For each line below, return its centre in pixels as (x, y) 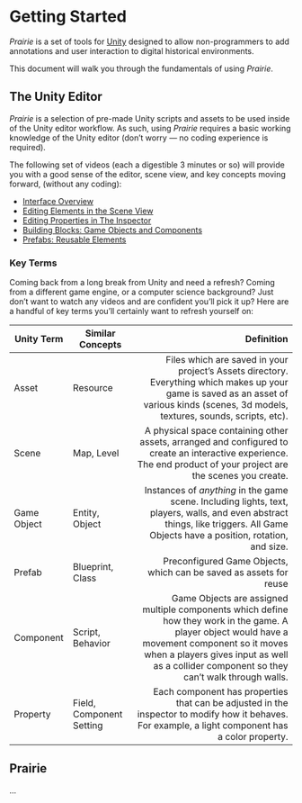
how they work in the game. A (226, 621)
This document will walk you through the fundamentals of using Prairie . (142, 68)
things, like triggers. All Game (226, 524)
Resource (93, 388)
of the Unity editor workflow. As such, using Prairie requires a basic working (150, 128)
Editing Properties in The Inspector (87, 220)
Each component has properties (220, 692)
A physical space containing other (216, 431)
